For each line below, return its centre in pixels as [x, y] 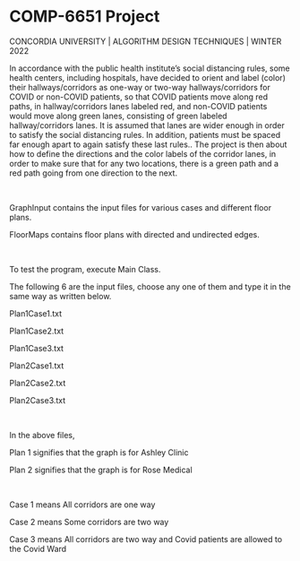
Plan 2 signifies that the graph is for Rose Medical [101, 470]
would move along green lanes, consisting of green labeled [118, 116]
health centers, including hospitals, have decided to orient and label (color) [148, 77]
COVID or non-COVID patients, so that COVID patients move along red [139, 97]
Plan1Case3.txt [37, 348]
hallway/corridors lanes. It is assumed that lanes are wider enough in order [147, 125]
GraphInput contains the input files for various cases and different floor [140, 207]
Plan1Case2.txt [37, 331]
